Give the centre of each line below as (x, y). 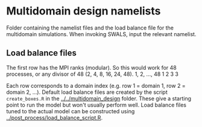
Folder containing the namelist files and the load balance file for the (90, 28)
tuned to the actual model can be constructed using (71, 111)
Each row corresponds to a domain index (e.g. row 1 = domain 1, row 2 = (96, 85)
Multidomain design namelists (84, 11)
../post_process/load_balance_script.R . (55, 117)
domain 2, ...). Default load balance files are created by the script (87, 92)
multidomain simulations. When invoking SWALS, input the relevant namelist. (101, 34)
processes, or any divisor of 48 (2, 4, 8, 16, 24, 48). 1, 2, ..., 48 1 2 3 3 (93, 74)
